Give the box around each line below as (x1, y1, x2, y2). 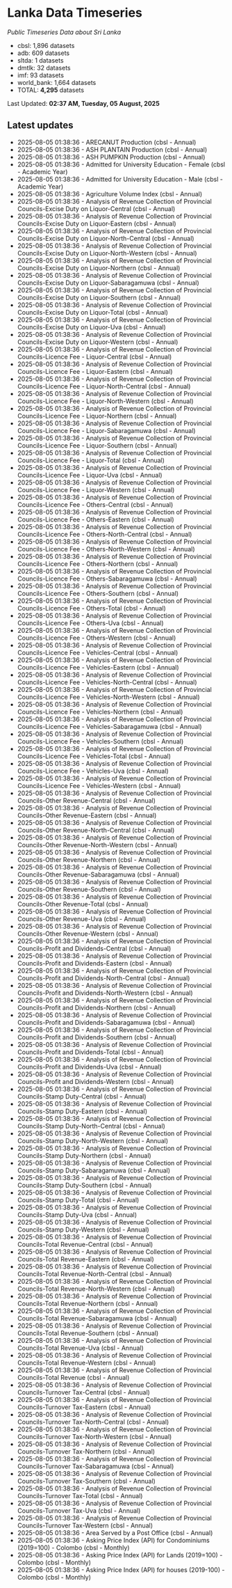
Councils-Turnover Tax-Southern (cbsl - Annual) (17, 1477, 156, 1485)
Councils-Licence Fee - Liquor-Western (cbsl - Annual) (17, 485, 175, 494)
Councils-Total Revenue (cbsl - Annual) (17, 1373, 130, 1381)
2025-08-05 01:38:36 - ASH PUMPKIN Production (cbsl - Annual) (17, 152, 206, 161)
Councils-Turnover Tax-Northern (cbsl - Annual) (17, 1447, 155, 1456)
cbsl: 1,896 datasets (17, 41, 75, 49)
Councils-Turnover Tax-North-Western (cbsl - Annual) (17, 1432, 172, 1440)
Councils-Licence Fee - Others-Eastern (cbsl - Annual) (17, 515, 175, 524)
